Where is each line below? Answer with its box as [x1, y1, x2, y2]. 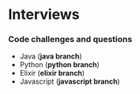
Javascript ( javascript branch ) [19, 77, 120, 86]
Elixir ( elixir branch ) [19, 69, 85, 78]
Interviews [8, 6, 80, 24]
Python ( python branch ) [19, 60, 100, 70]
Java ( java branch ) [19, 51, 82, 61]
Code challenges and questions [8, 34, 133, 45]
